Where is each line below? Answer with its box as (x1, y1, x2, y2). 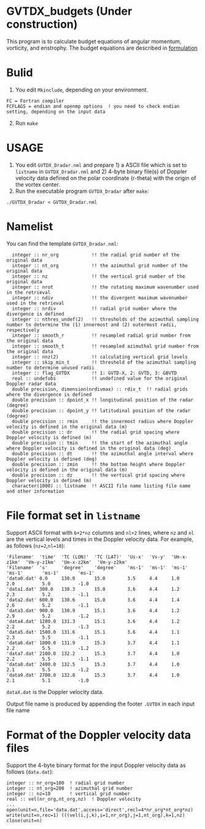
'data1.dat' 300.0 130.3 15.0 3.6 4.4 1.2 (6, 586, 180, 592)
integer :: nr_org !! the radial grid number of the (12, 252, 180, 258)
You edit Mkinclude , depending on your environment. (15, 86, 149, 93)
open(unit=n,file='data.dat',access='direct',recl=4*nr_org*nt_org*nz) (6, 806, 193, 813)
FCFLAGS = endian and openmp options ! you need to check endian (6, 103, 180, 109)
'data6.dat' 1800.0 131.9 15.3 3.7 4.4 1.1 (6, 640, 180, 646)
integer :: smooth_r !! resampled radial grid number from (12, 332, 191, 338)
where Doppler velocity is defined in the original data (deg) (6, 445, 172, 451)
